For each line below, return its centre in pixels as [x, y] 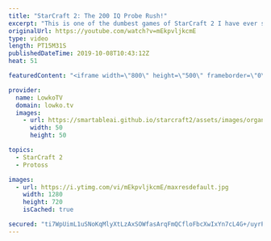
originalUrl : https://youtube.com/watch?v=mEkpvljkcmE [102, 31]
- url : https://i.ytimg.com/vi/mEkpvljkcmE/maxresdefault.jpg [122, 187]
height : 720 [43, 202]
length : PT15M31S [38, 46]
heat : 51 [23, 61]
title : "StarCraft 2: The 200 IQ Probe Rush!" [88, 16]
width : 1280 [43, 195]
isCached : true [48, 210]
